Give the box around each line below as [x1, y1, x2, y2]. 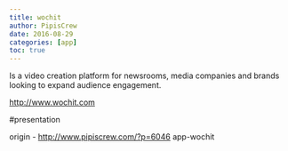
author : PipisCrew [9, 21, 77, 30]
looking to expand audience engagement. [9, 80, 162, 91]
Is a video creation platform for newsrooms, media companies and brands [9, 70, 280, 81]
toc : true [9, 46, 46, 55]
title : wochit [9, 12, 62, 22]
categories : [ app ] [9, 37, 77, 47]
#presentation [9, 115, 60, 125]
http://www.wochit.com [9, 97, 96, 107]
